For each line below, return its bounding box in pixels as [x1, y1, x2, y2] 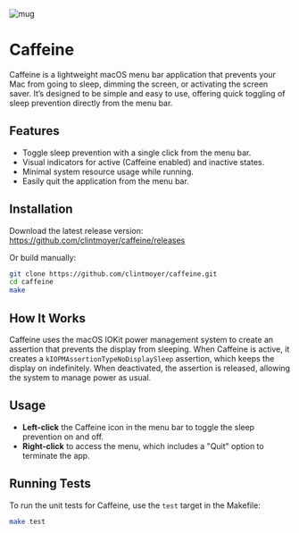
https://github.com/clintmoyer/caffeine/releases [9, 235, 186, 246]
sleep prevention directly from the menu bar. [9, 97, 173, 108]
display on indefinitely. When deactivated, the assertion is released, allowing [9, 362, 291, 373]
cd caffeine [9, 278, 54, 287]
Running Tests [9, 476, 91, 491]
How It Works [9, 311, 87, 326]
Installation [9, 202, 73, 217]
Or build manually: [9, 252, 77, 262]
